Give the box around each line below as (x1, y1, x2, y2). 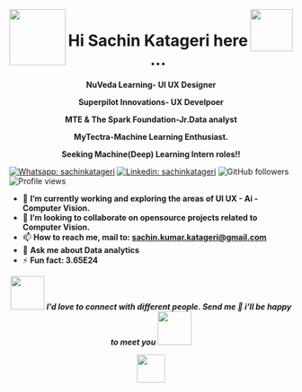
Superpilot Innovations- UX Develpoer (77, 96, 225, 107)
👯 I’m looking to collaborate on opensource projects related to (22, 212, 258, 222)
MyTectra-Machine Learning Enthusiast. (73, 131, 229, 142)
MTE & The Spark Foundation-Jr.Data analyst (64, 114, 238, 125)
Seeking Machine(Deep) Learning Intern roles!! (61, 148, 241, 160)
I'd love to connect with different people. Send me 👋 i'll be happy (46, 301, 292, 312)
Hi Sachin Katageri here (67, 30, 249, 51)
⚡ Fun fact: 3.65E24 (22, 255, 99, 266)
